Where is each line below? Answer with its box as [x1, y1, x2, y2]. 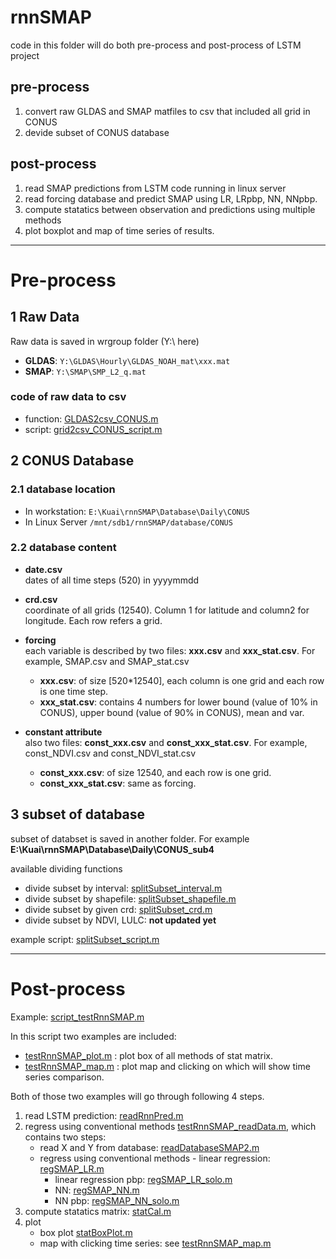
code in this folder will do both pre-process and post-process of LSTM [10, 39, 302, 51]
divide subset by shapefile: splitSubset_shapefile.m [24, 892, 237, 905]
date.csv [24, 563, 63, 575]
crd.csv [24, 593, 58, 605]
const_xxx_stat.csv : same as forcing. [39, 777, 197, 789]
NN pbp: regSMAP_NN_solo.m [54, 1194, 180, 1206]
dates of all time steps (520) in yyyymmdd [24, 574, 200, 586]
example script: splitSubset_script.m [10, 933, 160, 945]
